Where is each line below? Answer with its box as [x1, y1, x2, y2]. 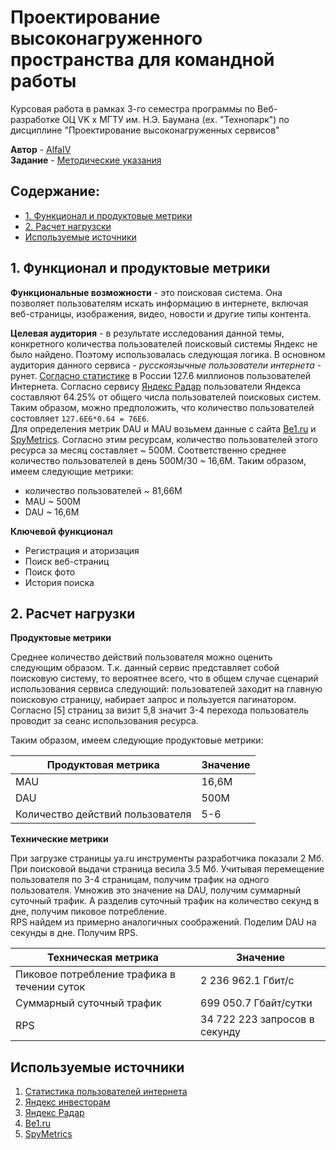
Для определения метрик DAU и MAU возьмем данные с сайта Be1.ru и [10, 422, 317, 435]
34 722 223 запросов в [200, 1012, 315, 1026]
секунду [200, 1025, 242, 1039]
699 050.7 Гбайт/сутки [200, 996, 313, 1010]
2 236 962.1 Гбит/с [200, 974, 295, 988]
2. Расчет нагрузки [10, 605, 136, 622]
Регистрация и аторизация [24, 544, 140, 556]
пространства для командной [10, 49, 275, 71]
